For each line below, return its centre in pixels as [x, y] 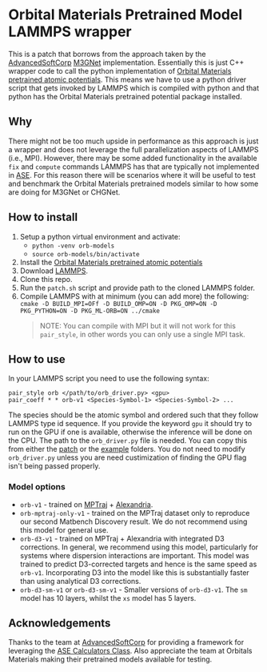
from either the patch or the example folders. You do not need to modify [127, 449]
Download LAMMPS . [54, 271]
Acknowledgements [60, 624]
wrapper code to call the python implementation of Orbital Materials [120, 70]
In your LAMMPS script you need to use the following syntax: [109, 379]
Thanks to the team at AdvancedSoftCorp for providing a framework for [126, 642]
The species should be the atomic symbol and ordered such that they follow [133, 415]
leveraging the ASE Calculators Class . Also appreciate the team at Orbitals [130, 651]
